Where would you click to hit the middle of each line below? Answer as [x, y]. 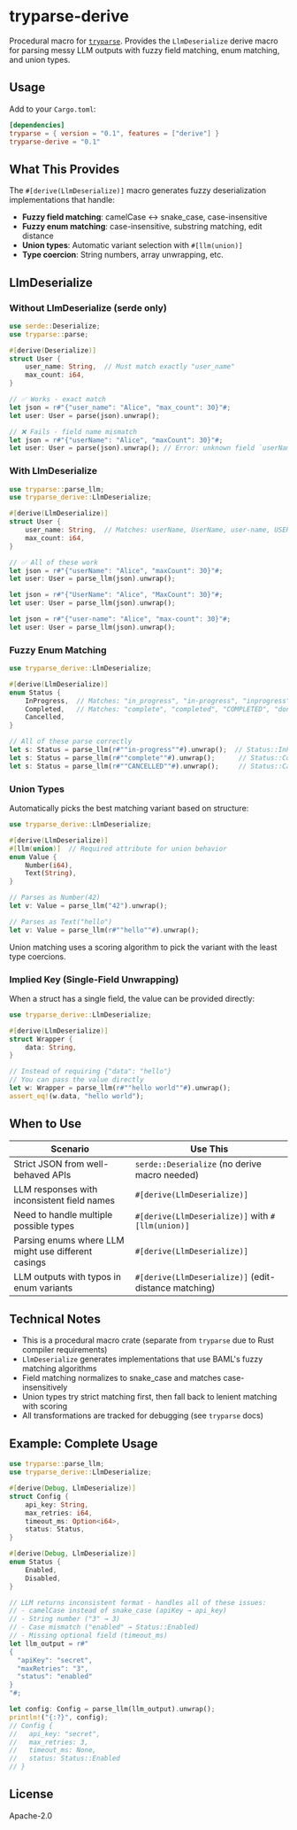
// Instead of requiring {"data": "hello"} [91, 1072]
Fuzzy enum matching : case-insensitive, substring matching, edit [142, 227]
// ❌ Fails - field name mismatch [73, 431]
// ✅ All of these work [54, 562]
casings [30, 1262]
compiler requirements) [65, 1350]
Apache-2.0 [31, 1815]
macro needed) [167, 1175]
